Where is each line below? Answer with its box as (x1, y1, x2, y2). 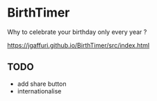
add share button (17, 80, 67, 88)
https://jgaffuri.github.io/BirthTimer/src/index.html (7, 41, 150, 49)
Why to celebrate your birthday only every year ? (7, 28, 147, 36)
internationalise (17, 86, 62, 95)
